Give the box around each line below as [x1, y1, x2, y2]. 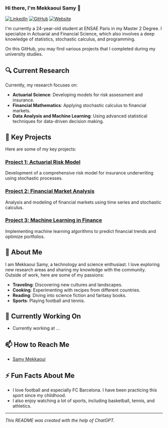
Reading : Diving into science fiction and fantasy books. [12, 292, 126, 298]
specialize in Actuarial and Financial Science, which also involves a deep [5, 31, 155, 37]
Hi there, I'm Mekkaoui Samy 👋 [5, 4, 81, 11]
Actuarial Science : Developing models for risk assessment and [12, 92, 143, 98]
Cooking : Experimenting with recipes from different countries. [12, 287, 141, 293]
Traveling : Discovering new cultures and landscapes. [12, 281, 122, 287]
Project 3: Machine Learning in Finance [5, 217, 102, 224]
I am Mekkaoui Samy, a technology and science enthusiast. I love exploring [5, 261, 160, 267]
